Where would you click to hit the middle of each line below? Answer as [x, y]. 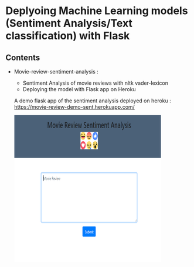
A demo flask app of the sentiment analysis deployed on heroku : [92, 101]
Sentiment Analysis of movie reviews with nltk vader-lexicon [95, 83]
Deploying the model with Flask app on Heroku [79, 89]
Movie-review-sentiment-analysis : [56, 71]
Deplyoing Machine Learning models [97, 11]
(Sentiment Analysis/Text [69, 23]
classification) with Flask [68, 36]
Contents [23, 57]
